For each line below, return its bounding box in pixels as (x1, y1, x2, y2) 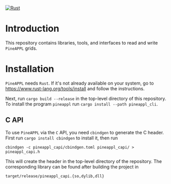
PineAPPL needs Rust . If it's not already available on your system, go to (5, 80, 154, 86)
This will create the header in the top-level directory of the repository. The (5, 158, 162, 164)
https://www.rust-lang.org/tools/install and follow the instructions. (5, 85, 145, 92)
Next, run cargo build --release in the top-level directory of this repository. (5, 95, 166, 101)
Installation (5, 63, 54, 75)
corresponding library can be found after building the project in (5, 163, 139, 170)
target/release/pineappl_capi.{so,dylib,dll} (5, 173, 104, 179)
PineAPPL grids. (5, 45, 37, 51)
